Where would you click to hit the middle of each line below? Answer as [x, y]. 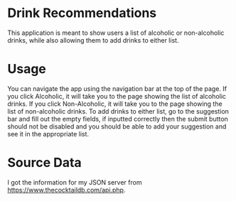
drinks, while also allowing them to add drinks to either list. [93, 40]
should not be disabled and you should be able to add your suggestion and [117, 126]
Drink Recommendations [82, 13]
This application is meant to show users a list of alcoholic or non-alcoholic [116, 33]
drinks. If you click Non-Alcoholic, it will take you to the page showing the [115, 104]
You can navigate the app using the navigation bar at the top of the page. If [117, 88]
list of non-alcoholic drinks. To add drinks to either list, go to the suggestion [118, 111]
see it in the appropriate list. [48, 134]
